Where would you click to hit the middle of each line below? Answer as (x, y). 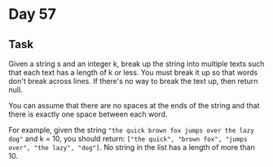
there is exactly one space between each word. (88, 114)
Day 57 (33, 14)
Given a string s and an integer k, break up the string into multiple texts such (136, 64)
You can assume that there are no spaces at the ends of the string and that (134, 105)
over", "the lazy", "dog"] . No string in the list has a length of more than (132, 147)
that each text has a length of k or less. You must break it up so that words (133, 73)
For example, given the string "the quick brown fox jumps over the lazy (131, 130)
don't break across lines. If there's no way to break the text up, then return (133, 81)
